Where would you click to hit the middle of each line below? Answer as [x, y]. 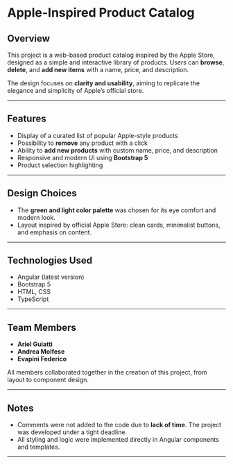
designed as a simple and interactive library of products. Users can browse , [116, 62]
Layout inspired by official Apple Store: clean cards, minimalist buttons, [119, 225]
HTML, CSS [34, 292]
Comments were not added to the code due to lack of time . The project [119, 425]
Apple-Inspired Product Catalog [101, 13]
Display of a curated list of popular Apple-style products [97, 135]
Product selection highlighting [60, 165]
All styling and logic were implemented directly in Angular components [118, 440]
